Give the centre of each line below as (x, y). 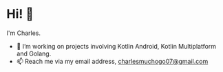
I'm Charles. (23, 33)
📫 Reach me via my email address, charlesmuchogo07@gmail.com (112, 61)
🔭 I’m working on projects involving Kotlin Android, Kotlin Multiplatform (116, 46)
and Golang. (34, 53)
